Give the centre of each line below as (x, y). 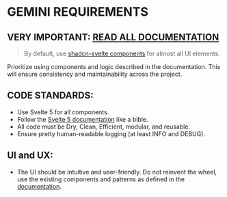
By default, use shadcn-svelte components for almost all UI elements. (122, 53)
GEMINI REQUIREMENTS (78, 12)
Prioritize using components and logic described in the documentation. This (114, 67)
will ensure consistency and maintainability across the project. (95, 74)
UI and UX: (30, 156)
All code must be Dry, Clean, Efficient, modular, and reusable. (103, 127)
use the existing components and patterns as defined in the (101, 179)
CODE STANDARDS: (50, 95)
